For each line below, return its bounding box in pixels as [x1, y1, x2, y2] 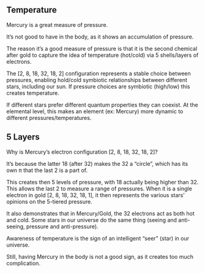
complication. [6, 260, 41, 267]
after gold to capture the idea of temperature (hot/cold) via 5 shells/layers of [6, 51, 199, 59]
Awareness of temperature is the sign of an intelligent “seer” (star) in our [6, 234, 190, 242]
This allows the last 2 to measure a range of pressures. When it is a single [6, 185, 193, 192]
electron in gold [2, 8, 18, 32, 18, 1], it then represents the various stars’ [6, 191, 185, 198]
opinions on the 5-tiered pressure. [6, 198, 93, 205]
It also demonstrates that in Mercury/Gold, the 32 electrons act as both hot [6, 209, 195, 217]
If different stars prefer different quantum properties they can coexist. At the [6, 101, 198, 108]
